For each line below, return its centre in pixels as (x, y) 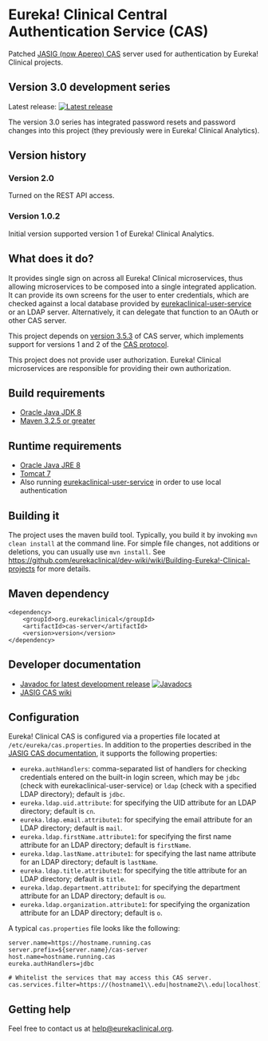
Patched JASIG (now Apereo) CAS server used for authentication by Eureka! (134, 53)
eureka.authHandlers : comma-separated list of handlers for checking (133, 769)
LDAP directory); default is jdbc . (72, 795)
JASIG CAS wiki (45, 692)
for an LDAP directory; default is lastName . (89, 862)
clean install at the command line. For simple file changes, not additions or (134, 543)
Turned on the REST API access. (61, 195)
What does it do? (51, 259)
